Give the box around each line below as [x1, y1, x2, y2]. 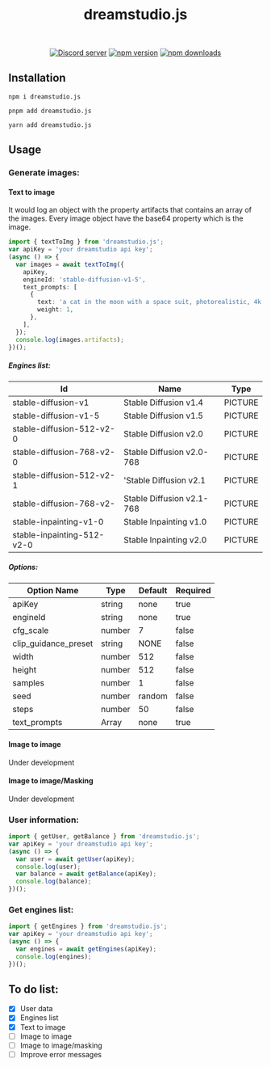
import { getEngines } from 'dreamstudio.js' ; [8, 922, 168, 930]
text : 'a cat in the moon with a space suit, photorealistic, [37, 298, 251, 306]
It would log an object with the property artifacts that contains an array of [8, 205, 252, 215]
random [138, 690, 168, 702]
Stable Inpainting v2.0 [123, 534, 207, 546]
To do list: [8, 982, 59, 996]
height [12, 664, 37, 676]
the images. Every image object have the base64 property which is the [8, 213, 244, 223]
